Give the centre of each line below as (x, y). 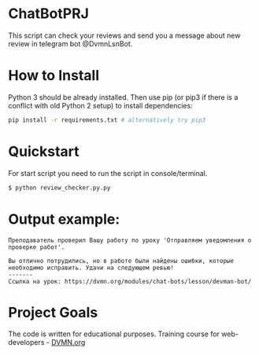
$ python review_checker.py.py (59, 188)
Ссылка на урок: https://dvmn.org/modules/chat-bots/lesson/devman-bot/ (130, 281)
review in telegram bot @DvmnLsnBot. (70, 43)
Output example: (64, 219)
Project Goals (53, 312)
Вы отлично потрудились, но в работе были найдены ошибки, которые (121, 261)
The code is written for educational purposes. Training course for (114, 334)
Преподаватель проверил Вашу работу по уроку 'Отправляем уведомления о (130, 240)
